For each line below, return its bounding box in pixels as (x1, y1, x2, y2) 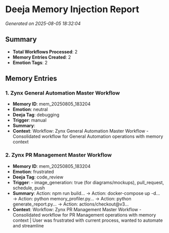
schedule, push (12, 185, 45, 191)
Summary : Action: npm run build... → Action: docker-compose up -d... (12, 190, 160, 196)
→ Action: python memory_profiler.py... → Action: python (12, 195, 131, 201)
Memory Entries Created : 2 (12, 54, 71, 60)
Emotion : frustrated (12, 168, 54, 174)
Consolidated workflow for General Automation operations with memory (12, 133, 163, 139)
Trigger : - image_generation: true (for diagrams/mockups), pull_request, (12, 179, 164, 185)
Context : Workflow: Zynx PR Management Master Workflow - (12, 206, 142, 212)
